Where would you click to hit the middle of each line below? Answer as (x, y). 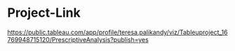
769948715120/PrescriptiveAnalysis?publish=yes (78, 39)
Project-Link (44, 13)
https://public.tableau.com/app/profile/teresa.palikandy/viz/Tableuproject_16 (117, 32)
